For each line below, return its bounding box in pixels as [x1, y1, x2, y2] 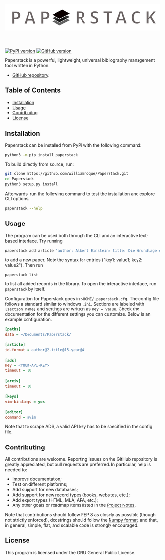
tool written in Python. [5, 62, 50, 68]
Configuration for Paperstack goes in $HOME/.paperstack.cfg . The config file [5, 296, 159, 302]
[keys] [5, 394, 19, 399]
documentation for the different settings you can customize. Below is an [5, 311, 151, 317]
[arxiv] [5, 379, 21, 384]
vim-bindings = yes [5, 399, 45, 404]
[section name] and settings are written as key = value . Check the [5, 306, 139, 312]
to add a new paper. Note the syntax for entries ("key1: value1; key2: [5, 257, 143, 263]
